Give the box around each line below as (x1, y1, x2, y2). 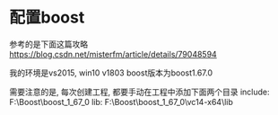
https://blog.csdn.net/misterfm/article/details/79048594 (9, 49, 217, 59)
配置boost (9, 7, 85, 28)
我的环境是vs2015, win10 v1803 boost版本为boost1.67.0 (9, 67, 213, 78)
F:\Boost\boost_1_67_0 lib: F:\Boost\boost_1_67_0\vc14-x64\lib (9, 96, 233, 107)
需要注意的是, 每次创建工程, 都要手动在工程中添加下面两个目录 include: (9, 86, 270, 97)
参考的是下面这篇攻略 (9, 39, 88, 49)
